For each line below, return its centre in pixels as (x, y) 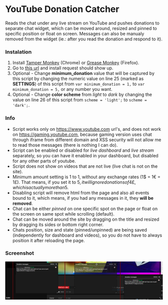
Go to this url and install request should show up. (63, 68)
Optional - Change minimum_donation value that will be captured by (83, 73)
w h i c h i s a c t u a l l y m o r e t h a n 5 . (40, 187)
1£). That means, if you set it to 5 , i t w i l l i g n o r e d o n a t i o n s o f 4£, (74, 182)
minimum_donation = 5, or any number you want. (62, 89)
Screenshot (19, 253)
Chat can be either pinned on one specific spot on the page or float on (85, 209)
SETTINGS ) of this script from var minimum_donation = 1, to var (78, 84)
